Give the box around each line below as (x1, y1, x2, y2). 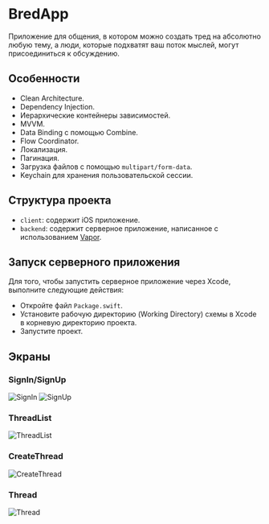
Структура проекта (8, 194, 112, 208)
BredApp (8, 5, 69, 23)
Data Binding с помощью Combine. (19, 127, 139, 137)
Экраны (8, 349, 51, 363)
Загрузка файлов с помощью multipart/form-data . (19, 162, 193, 171)
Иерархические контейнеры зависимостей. (19, 110, 171, 120)
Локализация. (19, 144, 68, 154)
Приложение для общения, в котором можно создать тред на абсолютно (8, 31, 261, 41)
